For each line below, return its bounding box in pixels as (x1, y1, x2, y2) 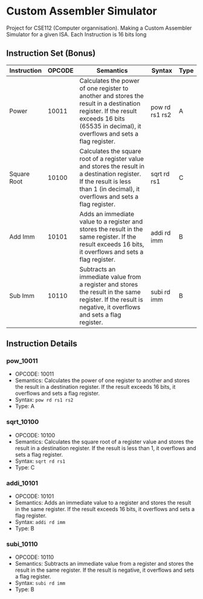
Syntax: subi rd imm (14, 580, 65, 587)
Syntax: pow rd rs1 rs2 (14, 396, 74, 403)
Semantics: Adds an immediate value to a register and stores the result (14, 499, 192, 506)
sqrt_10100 (6, 418, 39, 426)
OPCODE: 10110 (14, 554, 54, 561)
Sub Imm (9, 291, 35, 300)
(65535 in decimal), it (79, 122, 141, 130)
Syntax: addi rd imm (14, 518, 65, 526)
